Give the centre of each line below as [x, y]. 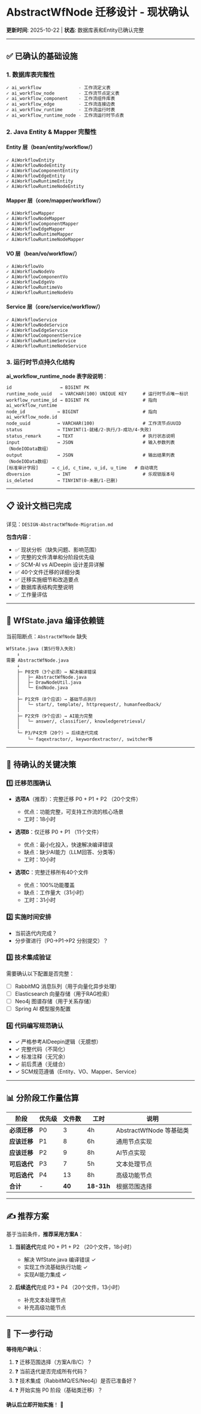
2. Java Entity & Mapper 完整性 [51, 132]
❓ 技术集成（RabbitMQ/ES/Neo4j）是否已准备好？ [76, 1381]
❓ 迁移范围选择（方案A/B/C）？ [54, 1362]
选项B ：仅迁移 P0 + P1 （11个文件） [58, 832]
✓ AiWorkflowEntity [31, 160]
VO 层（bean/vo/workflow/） [43, 253]
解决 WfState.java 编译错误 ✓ [60, 1259]
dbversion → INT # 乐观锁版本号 [91, 474]
